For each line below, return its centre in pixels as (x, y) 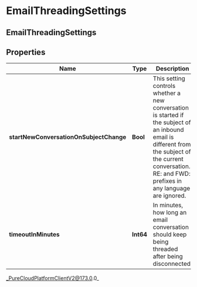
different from (172, 145)
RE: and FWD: (171, 174)
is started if (168, 115)
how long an (170, 213)
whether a (167, 93)
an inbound (168, 130)
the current (168, 159)
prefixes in (167, 181)
